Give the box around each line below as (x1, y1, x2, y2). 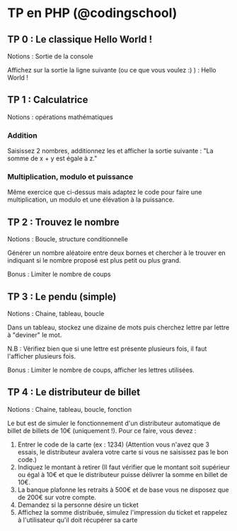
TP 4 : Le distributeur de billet (7, 386, 140, 398)
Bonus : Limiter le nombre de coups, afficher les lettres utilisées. (7, 366, 195, 374)
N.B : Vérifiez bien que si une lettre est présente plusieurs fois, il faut (7, 344, 207, 353)
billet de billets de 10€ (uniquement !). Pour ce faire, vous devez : (7, 426, 197, 434)
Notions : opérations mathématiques (7, 112, 113, 121)
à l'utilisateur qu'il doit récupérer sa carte (17, 515, 138, 524)
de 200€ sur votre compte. (17, 493, 97, 501)
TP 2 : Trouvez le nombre (7, 216, 120, 228)
